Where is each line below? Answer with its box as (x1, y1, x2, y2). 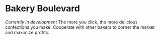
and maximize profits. (5, 29, 50, 35)
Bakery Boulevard (5, 3, 80, 14)
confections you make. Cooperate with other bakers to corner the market (5, 24, 155, 30)
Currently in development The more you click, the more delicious (5, 19, 138, 25)
